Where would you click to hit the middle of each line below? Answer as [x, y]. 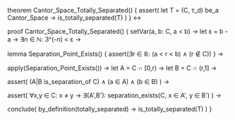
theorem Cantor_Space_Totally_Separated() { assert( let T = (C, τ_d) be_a [113, 10]
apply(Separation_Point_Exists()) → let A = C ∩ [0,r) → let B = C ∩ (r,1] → [112, 68]
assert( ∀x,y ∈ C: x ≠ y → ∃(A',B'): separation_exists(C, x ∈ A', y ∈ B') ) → [114, 95]
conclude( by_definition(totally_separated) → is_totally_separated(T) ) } [110, 109]
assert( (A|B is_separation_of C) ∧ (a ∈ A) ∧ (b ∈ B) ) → [89, 82]
